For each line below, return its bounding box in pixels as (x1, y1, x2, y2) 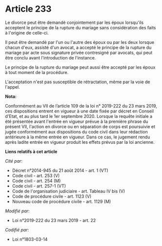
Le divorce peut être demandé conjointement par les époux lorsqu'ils (5, 19, 144, 25)
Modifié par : (5, 208, 30, 214)
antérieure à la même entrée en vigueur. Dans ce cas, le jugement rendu (5, 134, 150, 140)
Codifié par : (5, 227, 29, 232)
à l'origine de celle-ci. (5, 30, 49, 36)
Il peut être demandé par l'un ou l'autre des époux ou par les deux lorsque (5, 39, 155, 45)
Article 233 (5, 3, 52, 15)
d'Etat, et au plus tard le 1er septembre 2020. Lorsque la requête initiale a (5, 113, 153, 119)
